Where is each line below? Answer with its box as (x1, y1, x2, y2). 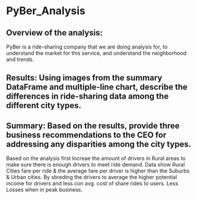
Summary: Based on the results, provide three (6, 120, 180, 131)
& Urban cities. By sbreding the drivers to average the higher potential (6, 174, 177, 181)
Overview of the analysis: (6, 28, 103, 38)
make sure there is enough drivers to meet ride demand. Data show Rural (6, 161, 185, 168)
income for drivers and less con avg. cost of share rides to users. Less (6, 180, 179, 187)
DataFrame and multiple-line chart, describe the (6, 82, 188, 92)
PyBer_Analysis (6, 4, 86, 18)
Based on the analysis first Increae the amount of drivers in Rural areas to (6, 155, 186, 162)
